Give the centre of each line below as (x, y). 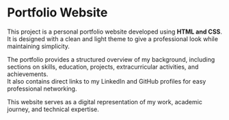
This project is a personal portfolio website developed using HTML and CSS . (115, 32)
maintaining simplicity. (39, 46)
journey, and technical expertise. (53, 109)
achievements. (28, 74)
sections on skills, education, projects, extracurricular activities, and (103, 67)
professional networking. (42, 88)
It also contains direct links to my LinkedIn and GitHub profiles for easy (107, 81)
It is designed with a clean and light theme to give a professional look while (113, 38)
